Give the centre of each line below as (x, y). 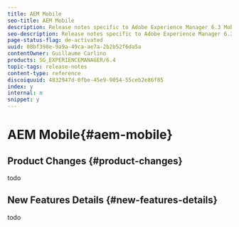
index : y (20, 87)
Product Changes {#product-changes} (95, 161)
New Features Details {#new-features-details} (113, 200)
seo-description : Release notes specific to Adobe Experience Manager (114, 34)
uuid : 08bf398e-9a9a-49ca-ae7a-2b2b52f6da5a (74, 47)
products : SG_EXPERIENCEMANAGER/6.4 (62, 60)
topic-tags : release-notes (47, 67)
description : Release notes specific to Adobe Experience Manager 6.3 (114, 27)
